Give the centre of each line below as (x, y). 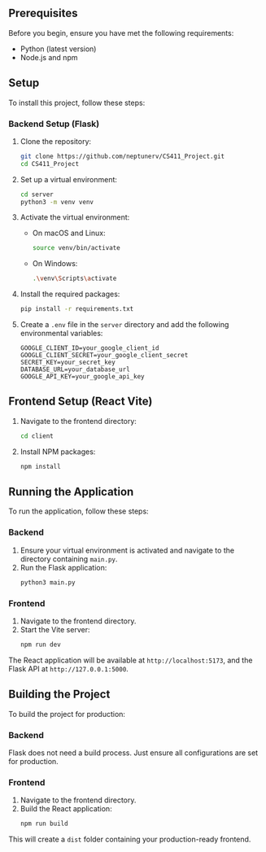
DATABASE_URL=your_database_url (75, 369)
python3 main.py (48, 582)
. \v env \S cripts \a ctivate (74, 279)
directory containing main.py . (69, 559)
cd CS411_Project (50, 164)
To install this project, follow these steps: (77, 103)
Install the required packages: (70, 294)
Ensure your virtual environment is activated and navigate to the (127, 550)
